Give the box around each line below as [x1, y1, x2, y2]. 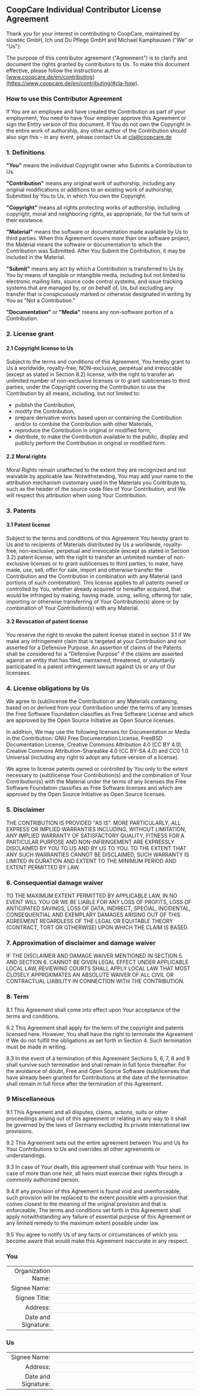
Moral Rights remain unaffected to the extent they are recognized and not [6, 466, 186, 473]
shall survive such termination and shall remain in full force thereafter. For [6, 1061, 186, 1068]
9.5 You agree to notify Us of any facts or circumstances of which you [6, 1231, 178, 1238]
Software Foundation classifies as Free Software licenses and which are [6, 785, 183, 792]
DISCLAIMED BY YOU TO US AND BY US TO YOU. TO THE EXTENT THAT [6, 844, 187, 851]
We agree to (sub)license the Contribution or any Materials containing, [6, 698, 179, 705]
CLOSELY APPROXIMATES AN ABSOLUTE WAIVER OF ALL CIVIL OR [6, 971, 174, 979]
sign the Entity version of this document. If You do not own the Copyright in [6, 121, 191, 128]
